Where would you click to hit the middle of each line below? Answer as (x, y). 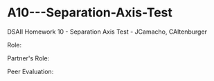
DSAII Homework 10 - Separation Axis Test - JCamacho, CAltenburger (107, 32)
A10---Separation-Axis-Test (90, 13)
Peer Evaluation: (30, 71)
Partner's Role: (28, 58)
